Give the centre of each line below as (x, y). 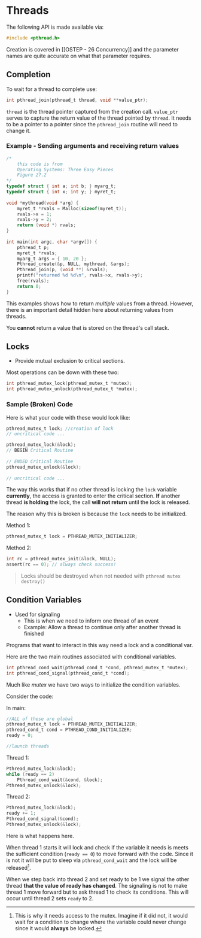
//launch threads (28, 746)
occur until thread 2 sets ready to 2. (50, 898)
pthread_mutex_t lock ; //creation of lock (60, 429)
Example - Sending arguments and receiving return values (93, 146)
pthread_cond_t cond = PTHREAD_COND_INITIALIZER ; (69, 730)
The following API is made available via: (55, 27)
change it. (19, 130)
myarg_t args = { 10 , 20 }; (52, 259)
